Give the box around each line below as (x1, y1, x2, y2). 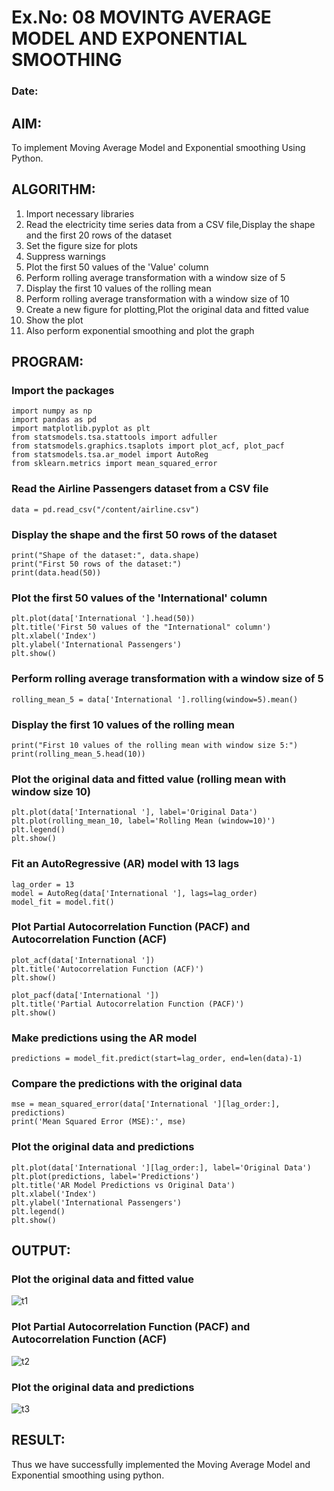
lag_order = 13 (11, 879, 75, 890)
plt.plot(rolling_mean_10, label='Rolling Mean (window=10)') (11, 816, 276, 826)
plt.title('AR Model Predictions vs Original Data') (11, 1180, 236, 1190)
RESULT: (11, 1432, 66, 1449)
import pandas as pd (11, 415, 98, 425)
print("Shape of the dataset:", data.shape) (11, 551, 200, 561)
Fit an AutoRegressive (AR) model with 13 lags (11, 857, 240, 871)
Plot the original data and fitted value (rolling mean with (11, 772, 287, 786)
